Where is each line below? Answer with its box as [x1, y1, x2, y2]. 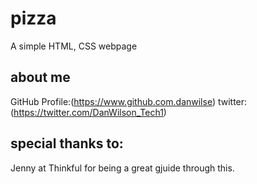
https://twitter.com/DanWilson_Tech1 [13, 106, 164, 118]
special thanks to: [10, 135, 124, 152]
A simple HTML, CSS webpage [10, 40, 138, 52]
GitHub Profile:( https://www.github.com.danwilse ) [10, 95, 217, 107]
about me [10, 69, 71, 86]
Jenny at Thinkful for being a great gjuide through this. [10, 162, 235, 174]
